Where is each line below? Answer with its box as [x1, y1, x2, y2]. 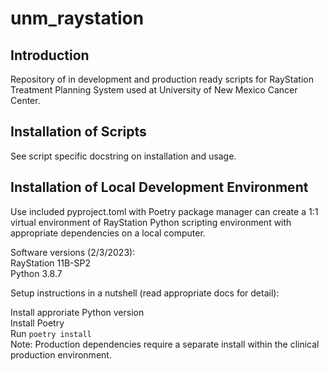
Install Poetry [10, 317, 65, 329]
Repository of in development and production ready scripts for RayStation [10, 73, 314, 85]
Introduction [10, 47, 90, 64]
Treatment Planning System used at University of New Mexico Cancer [10, 84, 298, 96]
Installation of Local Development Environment [10, 179, 309, 196]
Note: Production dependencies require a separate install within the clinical [10, 338, 320, 350]
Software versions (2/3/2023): [10, 246, 136, 258]
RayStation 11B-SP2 [10, 257, 91, 269]
